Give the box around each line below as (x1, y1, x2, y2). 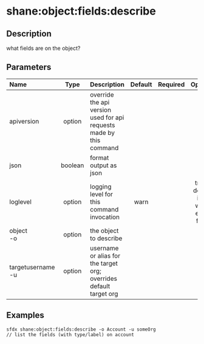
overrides (90, 274, 117, 283)
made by (90, 128, 115, 137)
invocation (90, 213, 120, 221)
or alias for (90, 251, 120, 260)
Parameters (6, 62, 52, 72)
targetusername (9, 263, 55, 271)
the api (90, 98, 110, 106)
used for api (90, 113, 124, 122)
